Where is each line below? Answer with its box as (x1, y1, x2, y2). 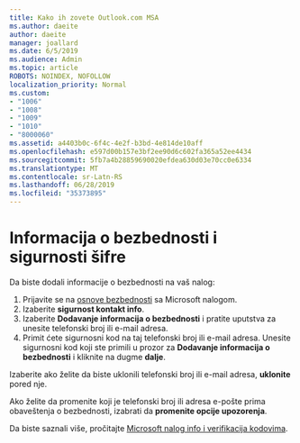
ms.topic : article (9, 64, 78, 73)
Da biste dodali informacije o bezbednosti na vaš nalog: (9, 276, 215, 287)
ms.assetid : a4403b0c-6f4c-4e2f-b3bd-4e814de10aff (9, 139, 204, 148)
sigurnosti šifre (9, 247, 126, 267)
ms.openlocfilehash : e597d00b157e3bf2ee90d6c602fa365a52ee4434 (9, 147, 252, 156)
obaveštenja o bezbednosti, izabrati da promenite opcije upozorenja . (9, 405, 268, 416)
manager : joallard (9, 38, 78, 48)
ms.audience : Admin (9, 55, 83, 64)
